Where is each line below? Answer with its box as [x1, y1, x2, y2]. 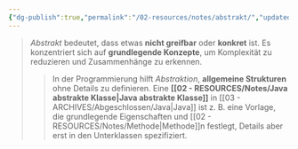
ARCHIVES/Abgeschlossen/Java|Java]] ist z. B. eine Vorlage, [52, 101, 277, 112]
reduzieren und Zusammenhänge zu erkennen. [29, 56, 203, 67]
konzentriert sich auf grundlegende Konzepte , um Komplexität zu [29, 46, 272, 58]
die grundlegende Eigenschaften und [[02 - [52, 111, 212, 122]
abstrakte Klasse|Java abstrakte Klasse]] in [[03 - [52, 92, 241, 103]
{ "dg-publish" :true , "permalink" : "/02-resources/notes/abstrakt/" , [8, 12, 260, 22]
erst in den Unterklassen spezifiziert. [52, 129, 188, 140]
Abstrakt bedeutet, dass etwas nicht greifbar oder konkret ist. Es [29, 37, 271, 48]
